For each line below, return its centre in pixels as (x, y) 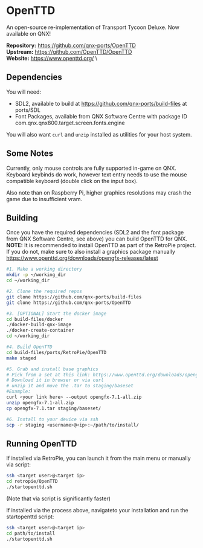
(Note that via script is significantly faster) (58, 498)
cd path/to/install (31, 533)
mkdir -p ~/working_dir (36, 275)
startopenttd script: (30, 517)
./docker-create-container (40, 330)
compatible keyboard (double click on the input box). (72, 181)
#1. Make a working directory (44, 269)
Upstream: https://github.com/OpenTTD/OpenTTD (69, 51)
